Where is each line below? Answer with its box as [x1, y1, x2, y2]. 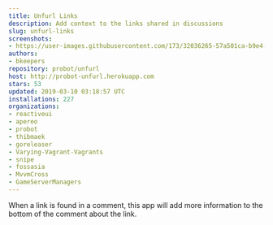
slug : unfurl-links [8, 27, 75, 35]
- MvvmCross [8, 171, 49, 179]
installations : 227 [8, 95, 75, 103]
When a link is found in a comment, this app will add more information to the [8, 200, 263, 210]
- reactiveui [8, 110, 53, 119]
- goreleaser [8, 140, 53, 149]
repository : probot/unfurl [8, 65, 100, 73]
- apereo [8, 118, 38, 126]
